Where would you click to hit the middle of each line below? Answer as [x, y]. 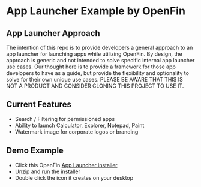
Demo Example [35, 151]
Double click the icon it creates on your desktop [74, 177]
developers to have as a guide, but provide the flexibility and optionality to [97, 73]
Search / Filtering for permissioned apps [65, 119]
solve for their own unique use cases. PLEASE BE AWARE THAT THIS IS [94, 79]
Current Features [39, 105]
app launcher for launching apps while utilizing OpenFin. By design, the [94, 54]
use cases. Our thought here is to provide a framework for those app [91, 67]
